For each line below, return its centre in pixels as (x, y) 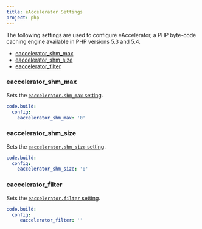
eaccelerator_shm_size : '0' (53, 169)
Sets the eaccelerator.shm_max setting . (55, 95)
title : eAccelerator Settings (45, 12)
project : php (23, 18)
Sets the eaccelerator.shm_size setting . (56, 146)
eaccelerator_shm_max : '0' (51, 118)
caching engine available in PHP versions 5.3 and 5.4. (74, 41)
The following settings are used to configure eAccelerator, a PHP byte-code (101, 35)
